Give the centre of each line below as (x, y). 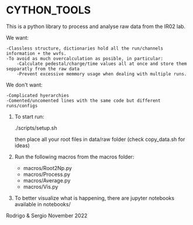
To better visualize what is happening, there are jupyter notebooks (94, 198)
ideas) (22, 145)
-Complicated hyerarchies (37, 95)
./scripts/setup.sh (36, 128)
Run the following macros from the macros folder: (74, 157)
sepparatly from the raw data (43, 69)
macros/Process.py (47, 174)
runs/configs (22, 106)
